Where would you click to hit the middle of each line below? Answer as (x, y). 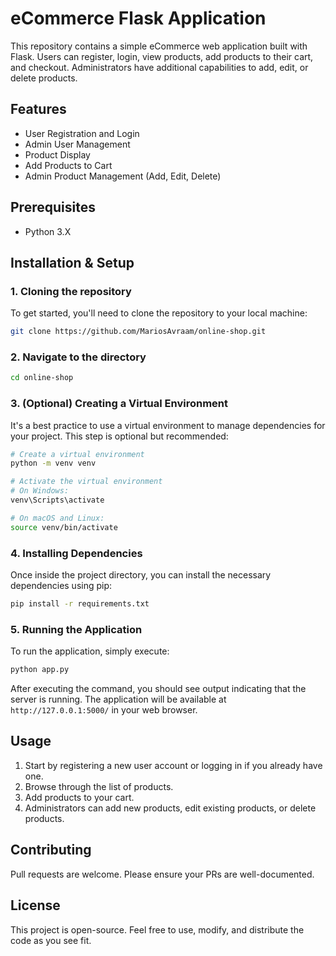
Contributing (51, 850)
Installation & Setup (72, 262)
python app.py (40, 670)
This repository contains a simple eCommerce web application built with (159, 46)
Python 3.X (48, 231)
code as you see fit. (51, 940)
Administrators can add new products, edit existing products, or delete (170, 808)
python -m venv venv (53, 463)
